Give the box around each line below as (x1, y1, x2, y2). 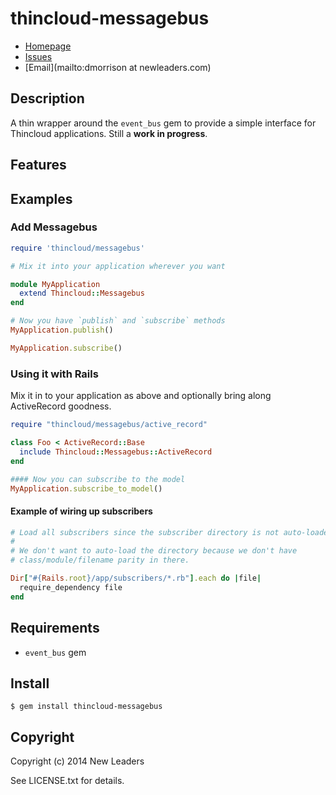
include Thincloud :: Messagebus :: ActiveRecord (19, 447, 213, 457)
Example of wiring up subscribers (10, 505, 153, 517)
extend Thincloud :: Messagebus (19, 288, 145, 299)
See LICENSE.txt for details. (10, 775, 125, 787)
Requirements (10, 620, 100, 637)
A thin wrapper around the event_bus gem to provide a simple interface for (10, 117, 317, 129)
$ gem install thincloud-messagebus (10, 702, 163, 712)
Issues (24, 50, 53, 62)
